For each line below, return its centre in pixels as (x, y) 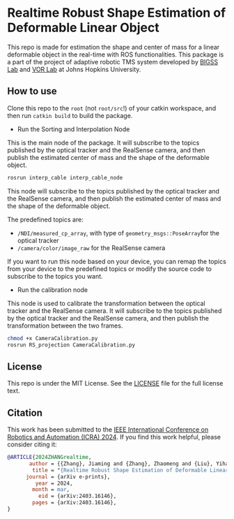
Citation (25, 412)
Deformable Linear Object (83, 28)
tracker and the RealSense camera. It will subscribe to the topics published (115, 310)
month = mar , (51, 490)
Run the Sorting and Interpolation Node (73, 129)
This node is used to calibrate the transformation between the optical (106, 303)
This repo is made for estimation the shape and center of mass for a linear (114, 47)
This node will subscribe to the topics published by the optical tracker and (113, 191)
